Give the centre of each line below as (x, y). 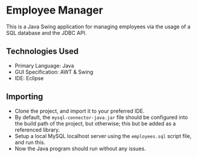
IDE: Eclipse (29, 78)
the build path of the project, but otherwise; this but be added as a (95, 123)
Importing (24, 97)
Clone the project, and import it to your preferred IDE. (79, 111)
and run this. (30, 142)
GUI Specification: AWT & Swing (54, 72)
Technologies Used (42, 52)
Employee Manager (55, 10)
